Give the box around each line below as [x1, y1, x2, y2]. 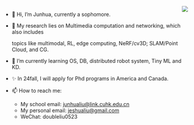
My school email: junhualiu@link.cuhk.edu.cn [20, 101, 130, 107]
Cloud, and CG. [11, 46, 49, 53]
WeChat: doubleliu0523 [20, 113, 78, 120]
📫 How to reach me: [11, 87, 62, 94]
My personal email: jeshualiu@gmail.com [20, 107, 120, 114]
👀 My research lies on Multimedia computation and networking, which [11, 22, 181, 29]
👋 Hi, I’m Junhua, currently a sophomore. [11, 11, 111, 18]
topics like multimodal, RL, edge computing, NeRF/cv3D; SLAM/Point [11, 40, 178, 46]
